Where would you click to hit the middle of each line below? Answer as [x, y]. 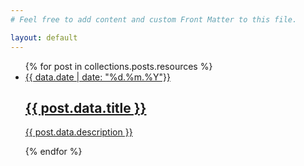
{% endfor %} [53, 152]
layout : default [44, 37]
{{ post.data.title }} [85, 107]
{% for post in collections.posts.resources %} [118, 66]
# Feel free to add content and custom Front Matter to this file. [154, 19]
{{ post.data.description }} [78, 132]
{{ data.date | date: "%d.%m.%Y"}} [97, 77]
